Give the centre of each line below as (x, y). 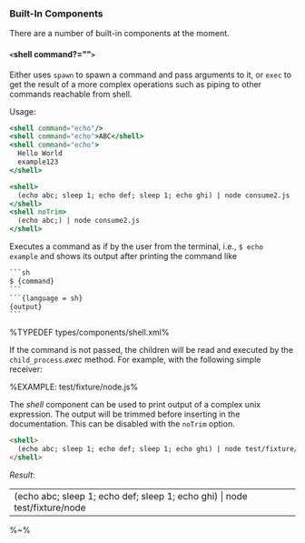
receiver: (26, 369)
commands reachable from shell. (71, 94)
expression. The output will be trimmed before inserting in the (125, 414)
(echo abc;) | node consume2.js (79, 221)
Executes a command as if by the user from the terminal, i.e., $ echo (136, 246)
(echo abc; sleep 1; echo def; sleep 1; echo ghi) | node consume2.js (154, 195)
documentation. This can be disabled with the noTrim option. (122, 424)
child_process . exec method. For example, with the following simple (135, 360)
